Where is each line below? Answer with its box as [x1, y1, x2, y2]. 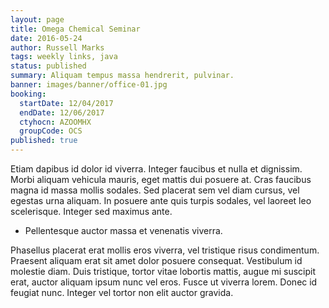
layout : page [10, 14, 65, 25]
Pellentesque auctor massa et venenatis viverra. [24, 225, 223, 236]
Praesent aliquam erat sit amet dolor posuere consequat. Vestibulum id [10, 255, 303, 266]
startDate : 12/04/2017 [19, 98, 114, 108]
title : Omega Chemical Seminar [10, 24, 141, 34]
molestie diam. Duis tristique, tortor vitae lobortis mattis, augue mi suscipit [10, 266, 317, 277]
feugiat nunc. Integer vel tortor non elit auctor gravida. [10, 287, 234, 298]
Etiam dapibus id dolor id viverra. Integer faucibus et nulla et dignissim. [10, 163, 303, 175]
